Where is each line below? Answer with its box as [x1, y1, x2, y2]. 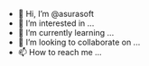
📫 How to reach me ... [17, 47, 102, 57]
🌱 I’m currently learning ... [17, 28, 115, 37]
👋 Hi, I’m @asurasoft [17, 9, 95, 19]
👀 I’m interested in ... [17, 18, 95, 29]
